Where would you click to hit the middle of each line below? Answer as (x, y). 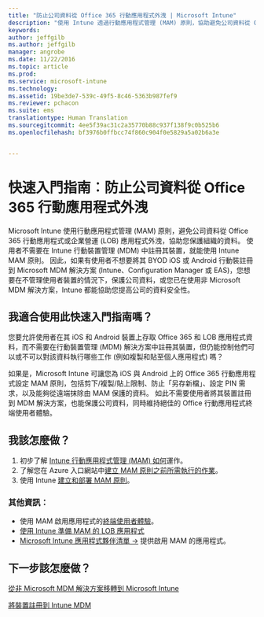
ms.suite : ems (31, 111)
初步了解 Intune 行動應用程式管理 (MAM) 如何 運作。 (103, 460)
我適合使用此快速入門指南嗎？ (81, 317)
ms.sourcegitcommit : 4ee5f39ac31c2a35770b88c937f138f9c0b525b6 (114, 125)
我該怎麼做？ (39, 440)
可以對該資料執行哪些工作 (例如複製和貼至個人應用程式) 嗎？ (126, 357)
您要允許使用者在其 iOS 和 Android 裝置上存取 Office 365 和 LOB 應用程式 (127, 337)
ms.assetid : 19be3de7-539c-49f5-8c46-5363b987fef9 (93, 96)
